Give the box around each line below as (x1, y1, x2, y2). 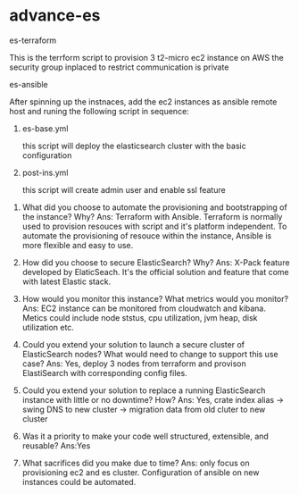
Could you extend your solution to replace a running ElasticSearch (21, 385, 266, 396)
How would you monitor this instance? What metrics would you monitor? (21, 293, 288, 304)
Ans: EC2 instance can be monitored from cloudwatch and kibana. (21, 303, 266, 314)
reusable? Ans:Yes (21, 440, 91, 451)
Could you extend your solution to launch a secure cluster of (21, 339, 245, 349)
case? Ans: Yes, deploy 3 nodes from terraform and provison (21, 358, 247, 369)
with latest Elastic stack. (21, 276, 112, 287)
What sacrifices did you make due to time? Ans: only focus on (21, 457, 250, 468)
